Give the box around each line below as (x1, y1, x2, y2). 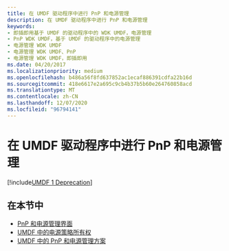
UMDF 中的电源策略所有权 (17, 228, 91, 236)
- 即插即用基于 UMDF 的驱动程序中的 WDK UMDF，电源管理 (7, 29, 152, 36)
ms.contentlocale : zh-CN (7, 94, 78, 100)
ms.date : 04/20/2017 (7, 61, 67, 68)
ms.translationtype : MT (7, 87, 76, 94)
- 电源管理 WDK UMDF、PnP (7, 49, 76, 56)
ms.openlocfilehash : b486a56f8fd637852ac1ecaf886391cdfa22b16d (7, 74, 193, 81)
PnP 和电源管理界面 (17, 219, 73, 228)
